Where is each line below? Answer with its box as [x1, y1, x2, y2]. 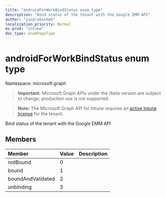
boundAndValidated [8, 175, 55, 182]
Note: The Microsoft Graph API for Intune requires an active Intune [17, 105, 157, 111]
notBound [8, 159, 31, 166]
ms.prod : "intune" [5, 26, 44, 31]
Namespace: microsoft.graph [5, 80, 66, 86]
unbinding [8, 183, 32, 190]
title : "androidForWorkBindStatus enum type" [5, 7, 103, 13]
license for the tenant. [17, 110, 64, 116]
